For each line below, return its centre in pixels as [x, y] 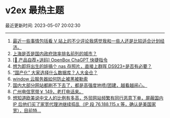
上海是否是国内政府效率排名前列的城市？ [55, 53]
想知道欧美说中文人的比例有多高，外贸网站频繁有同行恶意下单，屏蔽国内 [88, 98]
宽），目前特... [27, 110]
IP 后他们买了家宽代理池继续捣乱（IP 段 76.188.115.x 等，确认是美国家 [84, 104]
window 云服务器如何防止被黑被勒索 [50, 78]
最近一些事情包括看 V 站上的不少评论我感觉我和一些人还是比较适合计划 [86, 41]
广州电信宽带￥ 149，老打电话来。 [48, 91]
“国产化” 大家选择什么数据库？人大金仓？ [55, 72]
